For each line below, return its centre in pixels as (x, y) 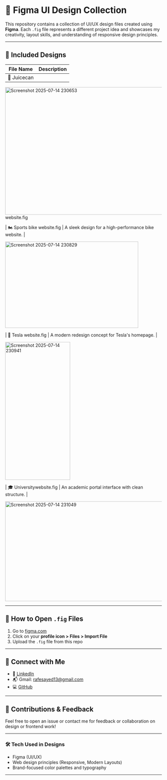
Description (53, 69)
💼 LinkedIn (23, 674)
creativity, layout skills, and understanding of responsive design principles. (82, 34)
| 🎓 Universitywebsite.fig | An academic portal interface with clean (74, 487)
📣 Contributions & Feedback (49, 709)
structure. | (17, 494)
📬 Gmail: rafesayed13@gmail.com (48, 679)
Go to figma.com (30, 631)
